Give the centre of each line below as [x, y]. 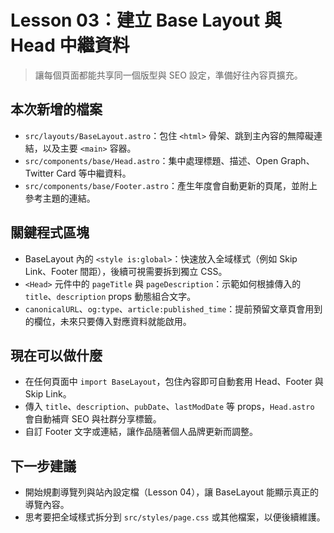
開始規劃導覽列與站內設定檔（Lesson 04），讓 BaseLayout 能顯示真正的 [172, 492]
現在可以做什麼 [56, 355]
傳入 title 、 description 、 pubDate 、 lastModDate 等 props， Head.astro [169, 407]
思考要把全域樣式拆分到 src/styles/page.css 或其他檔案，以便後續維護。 [175, 517]
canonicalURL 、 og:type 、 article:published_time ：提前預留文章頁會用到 [173, 308]
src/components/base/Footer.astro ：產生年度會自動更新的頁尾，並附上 [171, 185]
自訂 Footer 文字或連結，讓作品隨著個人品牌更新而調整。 [141, 432]
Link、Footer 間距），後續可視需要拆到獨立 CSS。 [126, 271]
